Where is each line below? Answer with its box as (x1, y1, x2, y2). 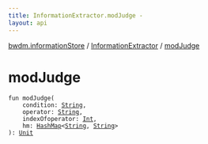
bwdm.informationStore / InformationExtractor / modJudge (8, 40, 200, 50)
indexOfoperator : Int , (22, 116, 97, 123)
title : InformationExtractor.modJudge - (8, 11, 144, 20)
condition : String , (22, 101, 87, 109)
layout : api (8, 19, 47, 27)
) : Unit (8, 129, 34, 137)
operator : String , (22, 108, 83, 116)
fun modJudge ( (8, 94, 55, 103)
